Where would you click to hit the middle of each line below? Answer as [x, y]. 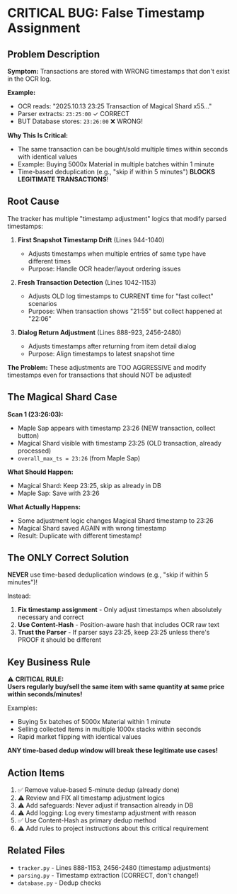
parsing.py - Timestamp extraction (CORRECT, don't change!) [108, 875]
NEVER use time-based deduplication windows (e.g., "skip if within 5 [108, 575]
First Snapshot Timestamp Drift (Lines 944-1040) [91, 239]
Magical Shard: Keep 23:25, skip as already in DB [89, 485]
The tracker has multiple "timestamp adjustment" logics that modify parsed [117, 218]
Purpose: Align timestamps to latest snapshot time [102, 353]
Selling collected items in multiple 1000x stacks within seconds [109, 729]
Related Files [36, 850]
